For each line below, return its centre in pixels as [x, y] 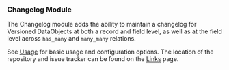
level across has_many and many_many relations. [72, 39]
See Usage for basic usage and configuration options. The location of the [110, 52]
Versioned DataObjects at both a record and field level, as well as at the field [114, 31]
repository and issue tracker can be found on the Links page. [93, 59]
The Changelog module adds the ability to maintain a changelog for [102, 24]
